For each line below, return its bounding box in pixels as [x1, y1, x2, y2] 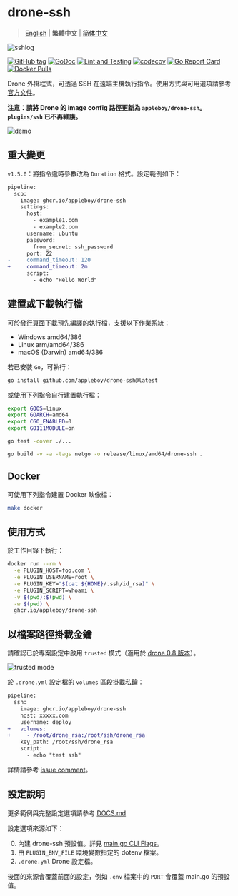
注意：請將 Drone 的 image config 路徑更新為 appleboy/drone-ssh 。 [7, 103, 206, 111]
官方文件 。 [7, 88, 39, 96]
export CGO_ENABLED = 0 [7, 418, 72, 426]
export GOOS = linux [7, 405, 62, 412]
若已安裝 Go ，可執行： [7, 362, 73, 371]
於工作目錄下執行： [7, 546, 64, 555]
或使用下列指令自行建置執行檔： [7, 391, 101, 399]
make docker [7, 504, 43, 511]
